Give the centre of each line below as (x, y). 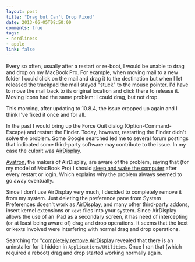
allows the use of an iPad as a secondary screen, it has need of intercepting (97, 216)
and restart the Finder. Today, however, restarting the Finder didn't (107, 132)
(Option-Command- (148, 125)
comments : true (24, 28)
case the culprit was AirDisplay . (44, 151)
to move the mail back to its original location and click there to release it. (93, 90)
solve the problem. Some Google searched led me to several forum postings (97, 138)
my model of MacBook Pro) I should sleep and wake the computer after (92, 168)
